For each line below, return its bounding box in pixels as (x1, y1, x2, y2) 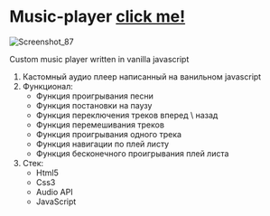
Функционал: (22, 80, 74, 91)
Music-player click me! (9, 6, 186, 27)
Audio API (35, 186, 74, 197)
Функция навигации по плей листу (35, 138, 170, 149)
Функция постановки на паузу (35, 99, 153, 110)
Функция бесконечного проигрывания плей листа (35, 147, 229, 159)
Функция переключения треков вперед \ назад (35, 109, 219, 120)
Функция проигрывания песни (35, 90, 154, 101)
